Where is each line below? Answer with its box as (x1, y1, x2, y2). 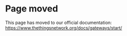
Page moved (5, 3, 58, 14)
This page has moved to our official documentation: (5, 19, 112, 25)
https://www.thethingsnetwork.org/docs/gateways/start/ (5, 24, 122, 30)
